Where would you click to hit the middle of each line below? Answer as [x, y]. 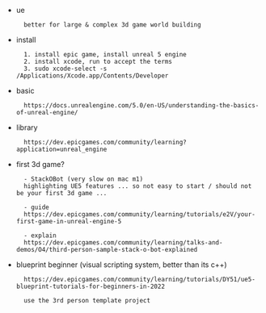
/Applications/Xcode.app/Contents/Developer [92, 76]
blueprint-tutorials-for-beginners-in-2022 [91, 286]
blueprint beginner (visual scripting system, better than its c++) [122, 265]
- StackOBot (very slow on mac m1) [84, 179]
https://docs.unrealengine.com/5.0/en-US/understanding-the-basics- [141, 106]
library [27, 127]
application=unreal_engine [61, 149]
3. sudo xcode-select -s [65, 69]
